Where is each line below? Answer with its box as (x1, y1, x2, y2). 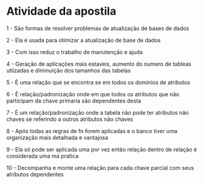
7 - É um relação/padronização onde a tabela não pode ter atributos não (6, 109, 189, 116)
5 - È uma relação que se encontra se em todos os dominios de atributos (6, 79, 190, 86)
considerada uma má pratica (6, 152, 79, 159)
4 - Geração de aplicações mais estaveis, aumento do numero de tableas (6, 60, 191, 67)
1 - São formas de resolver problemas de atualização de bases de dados (6, 25, 190, 32)
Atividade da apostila (6, 4, 117, 18)
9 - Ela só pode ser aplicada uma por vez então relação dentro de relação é (6, 145, 197, 153)
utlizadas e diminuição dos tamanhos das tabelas (6, 66, 131, 74)
